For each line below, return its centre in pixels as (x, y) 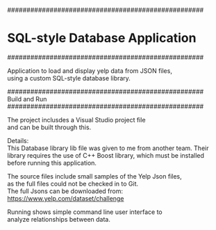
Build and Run (27, 99)
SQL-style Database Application (102, 38)
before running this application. (52, 163)
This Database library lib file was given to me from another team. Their (108, 148)
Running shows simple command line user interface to (85, 212)
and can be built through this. (49, 127)
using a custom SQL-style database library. (69, 78)
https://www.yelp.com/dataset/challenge (66, 198)
